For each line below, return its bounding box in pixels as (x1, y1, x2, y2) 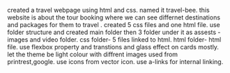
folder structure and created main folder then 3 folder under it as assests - (7, 28, 221, 36)
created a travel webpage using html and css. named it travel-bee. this (7, 6, 210, 14)
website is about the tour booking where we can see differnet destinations (7, 13, 221, 22)
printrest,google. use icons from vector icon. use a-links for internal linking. (7, 58, 224, 65)
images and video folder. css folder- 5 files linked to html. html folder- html (7, 35, 222, 44)
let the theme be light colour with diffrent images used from (7, 50, 178, 58)
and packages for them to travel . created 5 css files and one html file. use (7, 21, 221, 29)
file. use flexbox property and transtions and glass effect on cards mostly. (7, 43, 220, 51)
